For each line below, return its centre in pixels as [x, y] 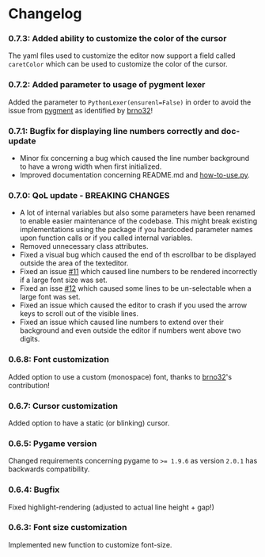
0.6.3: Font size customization [68, 528]
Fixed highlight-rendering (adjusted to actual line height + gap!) [112, 507]
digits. [30, 339]
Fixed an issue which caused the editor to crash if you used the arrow [133, 305]
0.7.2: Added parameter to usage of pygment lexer [107, 85]
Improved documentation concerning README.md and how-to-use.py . [135, 175]
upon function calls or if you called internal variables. [106, 238]
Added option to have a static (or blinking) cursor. [89, 423]
